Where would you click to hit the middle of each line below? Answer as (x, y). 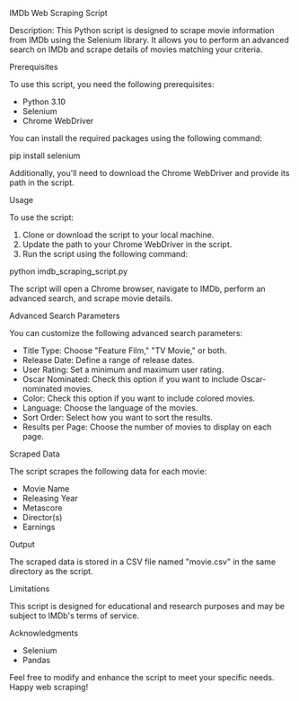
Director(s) (42, 517)
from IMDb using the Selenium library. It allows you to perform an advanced (149, 40)
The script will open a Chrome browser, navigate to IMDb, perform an (138, 288)
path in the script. (42, 182)
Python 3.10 (44, 102)
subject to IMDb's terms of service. (75, 616)
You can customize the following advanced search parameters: (126, 333)
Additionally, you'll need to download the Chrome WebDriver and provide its (149, 173)
